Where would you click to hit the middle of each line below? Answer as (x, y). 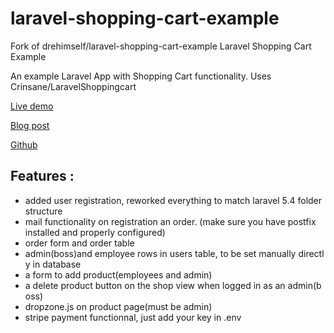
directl (311, 253)
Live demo (32, 106)
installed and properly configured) (95, 232)
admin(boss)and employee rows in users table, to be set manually (160, 253)
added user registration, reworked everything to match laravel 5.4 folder (173, 200)
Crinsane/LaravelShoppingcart (73, 86)
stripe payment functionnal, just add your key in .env (133, 317)
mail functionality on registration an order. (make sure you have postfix (170, 221)
